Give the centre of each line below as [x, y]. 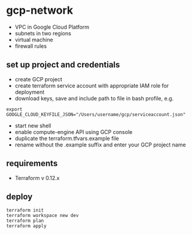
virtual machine [34, 39]
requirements [32, 164]
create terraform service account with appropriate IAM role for [92, 86]
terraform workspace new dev [42, 216]
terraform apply [26, 226]
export [14, 109]
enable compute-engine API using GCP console [74, 132]
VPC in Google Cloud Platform [52, 27]
